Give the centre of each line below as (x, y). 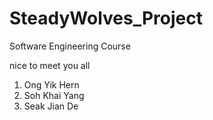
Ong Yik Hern (51, 84)
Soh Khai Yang (54, 95)
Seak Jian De (51, 106)
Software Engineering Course (70, 46)
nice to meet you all (50, 65)
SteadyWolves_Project (106, 18)
